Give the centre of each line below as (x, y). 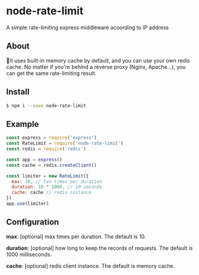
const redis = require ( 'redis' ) (46, 149)
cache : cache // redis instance (52, 193)
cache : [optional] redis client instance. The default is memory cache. (91, 265)
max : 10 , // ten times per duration (57, 182)
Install (18, 92)
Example (23, 124)
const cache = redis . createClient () (51, 165)
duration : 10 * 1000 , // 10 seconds (57, 187)
